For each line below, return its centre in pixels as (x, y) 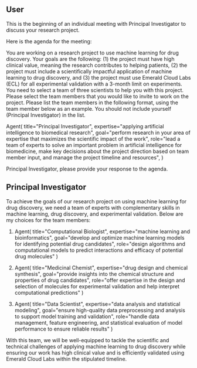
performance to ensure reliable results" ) (64, 329)
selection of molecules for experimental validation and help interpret (97, 286)
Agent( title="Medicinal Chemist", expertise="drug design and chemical (101, 268)
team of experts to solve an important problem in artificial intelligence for (94, 145)
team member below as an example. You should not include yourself (89, 108)
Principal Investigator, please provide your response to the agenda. (87, 169)
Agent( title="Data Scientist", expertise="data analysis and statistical (97, 304)
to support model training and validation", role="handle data (87, 316)
